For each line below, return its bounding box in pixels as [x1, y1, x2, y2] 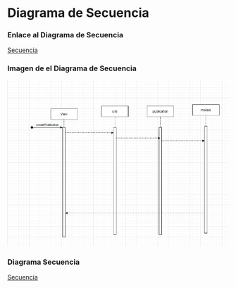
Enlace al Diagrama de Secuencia [7, 30, 124, 40]
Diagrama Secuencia [7, 257, 80, 267]
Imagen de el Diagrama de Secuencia [7, 63, 137, 73]
